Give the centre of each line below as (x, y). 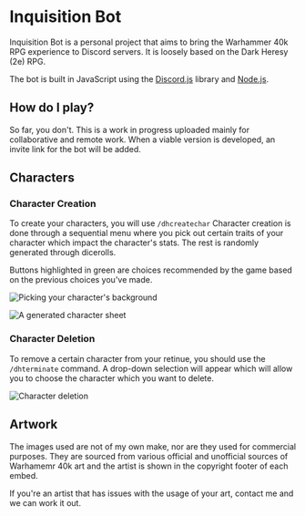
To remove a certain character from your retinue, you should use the (137, 358)
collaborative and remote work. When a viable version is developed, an (142, 139)
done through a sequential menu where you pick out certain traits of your (147, 233)
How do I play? (52, 108)
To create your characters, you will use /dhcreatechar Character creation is (150, 223)
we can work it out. (46, 502)
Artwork (34, 424)
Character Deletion (52, 339)
